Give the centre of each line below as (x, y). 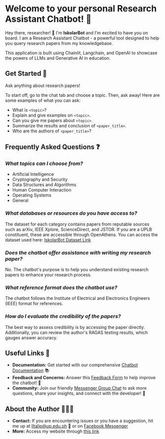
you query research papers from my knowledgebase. (59, 43)
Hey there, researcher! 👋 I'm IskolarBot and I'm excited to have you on (77, 33)
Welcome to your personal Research (81, 9)
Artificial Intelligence (33, 174)
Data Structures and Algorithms (44, 185)
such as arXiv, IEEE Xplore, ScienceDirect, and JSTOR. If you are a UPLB (79, 229)
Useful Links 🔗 (28, 353)
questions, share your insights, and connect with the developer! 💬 (79, 394)
